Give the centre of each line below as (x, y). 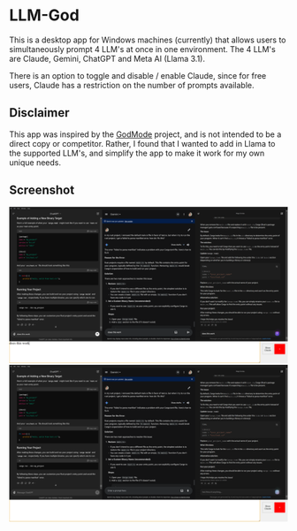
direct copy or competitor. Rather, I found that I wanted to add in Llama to (142, 143)
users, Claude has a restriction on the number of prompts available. (132, 85)
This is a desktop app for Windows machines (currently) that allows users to (148, 40)
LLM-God (44, 15)
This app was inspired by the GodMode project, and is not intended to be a (145, 134)
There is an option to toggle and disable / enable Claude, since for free (138, 75)
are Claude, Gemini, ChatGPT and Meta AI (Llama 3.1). (107, 58)
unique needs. (35, 162)
